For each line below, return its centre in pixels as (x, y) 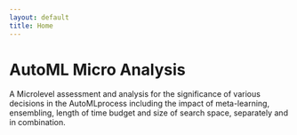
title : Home (31, 26)
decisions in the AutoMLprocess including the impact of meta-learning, (139, 104)
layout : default (39, 17)
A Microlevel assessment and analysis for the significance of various (135, 94)
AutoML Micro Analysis (97, 70)
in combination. (38, 123)
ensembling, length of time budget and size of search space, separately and (149, 113)
